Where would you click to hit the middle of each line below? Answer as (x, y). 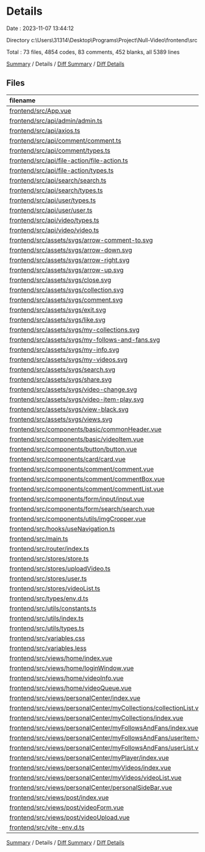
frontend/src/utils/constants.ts (53, 608)
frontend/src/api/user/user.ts (51, 210)
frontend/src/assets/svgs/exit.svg (58, 309)
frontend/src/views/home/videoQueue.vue (71, 688)
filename (23, 100)
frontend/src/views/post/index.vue (59, 797)
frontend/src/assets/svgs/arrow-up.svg (67, 270)
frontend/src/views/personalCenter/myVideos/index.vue (90, 767)
